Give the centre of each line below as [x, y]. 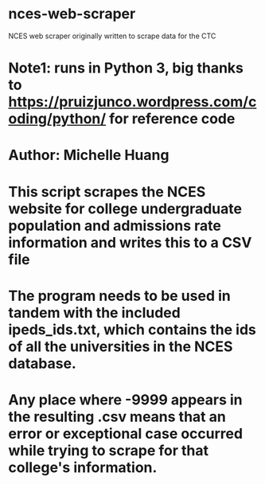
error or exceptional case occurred [126, 433]
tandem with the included [94, 312]
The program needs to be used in [119, 296]
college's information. [83, 467]
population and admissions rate [115, 226]
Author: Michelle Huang [89, 155]
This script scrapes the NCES [107, 191]
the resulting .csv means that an [117, 417]
